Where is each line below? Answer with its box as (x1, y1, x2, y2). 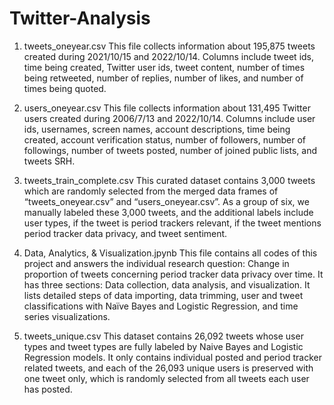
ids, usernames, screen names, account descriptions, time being (23, 123, 291, 135)
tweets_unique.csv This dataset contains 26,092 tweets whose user (23, 330, 304, 342)
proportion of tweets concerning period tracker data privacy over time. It (23, 268, 324, 280)
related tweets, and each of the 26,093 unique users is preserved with (23, 362, 314, 374)
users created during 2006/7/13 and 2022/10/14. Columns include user (23, 112, 316, 124)
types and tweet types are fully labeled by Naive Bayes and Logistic (23, 340, 304, 352)
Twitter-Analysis (9, 7, 151, 30)
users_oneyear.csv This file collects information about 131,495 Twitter (23, 102, 311, 114)
